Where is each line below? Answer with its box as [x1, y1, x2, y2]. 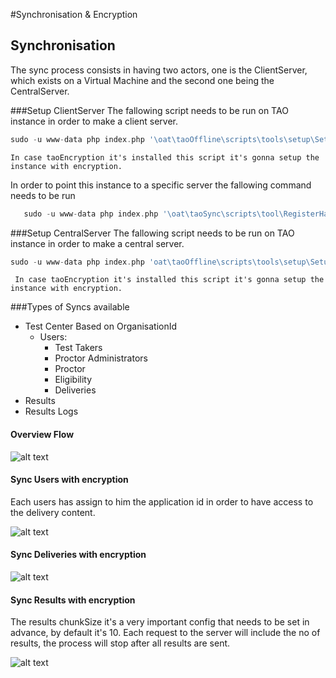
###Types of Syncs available [10, 301, 130, 313]
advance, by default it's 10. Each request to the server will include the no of [10, 627, 321, 639]
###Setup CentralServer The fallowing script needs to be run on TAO [10, 227, 295, 239]
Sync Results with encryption [10, 594, 136, 606]
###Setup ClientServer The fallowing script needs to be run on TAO [10, 104, 289, 116]
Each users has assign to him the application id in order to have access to [10, 495, 314, 508]
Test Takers [54, 342, 103, 354]
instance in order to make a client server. [10, 115, 179, 127]
